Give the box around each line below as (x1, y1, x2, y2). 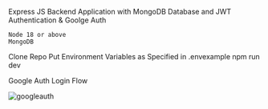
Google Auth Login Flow (8, 76, 88, 85)
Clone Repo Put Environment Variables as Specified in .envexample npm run (8, 52, 261, 61)
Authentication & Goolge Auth (8, 15, 107, 25)
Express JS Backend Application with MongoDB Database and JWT (8, 7, 232, 16)
